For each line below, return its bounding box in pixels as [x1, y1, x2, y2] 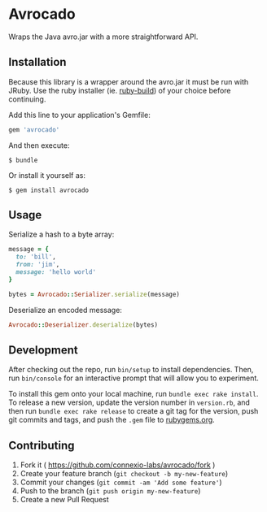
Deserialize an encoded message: [8, 305, 122, 315]
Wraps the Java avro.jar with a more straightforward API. [8, 32, 199, 41]
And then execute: [8, 140, 70, 150]
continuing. [8, 94, 46, 104]
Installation [8, 55, 67, 69]
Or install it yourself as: [8, 170, 85, 180]
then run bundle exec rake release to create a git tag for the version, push [8, 406, 259, 416]
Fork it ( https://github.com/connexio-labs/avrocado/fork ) [20, 460, 216, 470]
